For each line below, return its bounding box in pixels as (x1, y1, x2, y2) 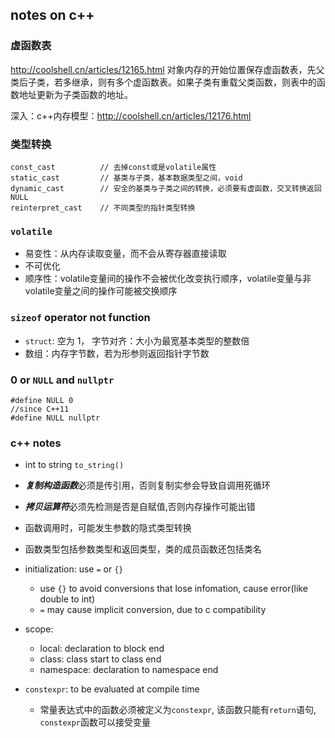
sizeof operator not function (10, 311, 151, 325)
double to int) (39, 593, 96, 605)
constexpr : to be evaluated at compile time (24, 683, 200, 695)
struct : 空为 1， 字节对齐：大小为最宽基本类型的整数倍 (24, 334, 250, 347)
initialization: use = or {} (24, 563, 124, 575)
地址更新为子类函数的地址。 (18, 88, 133, 100)
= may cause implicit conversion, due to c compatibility (39, 604, 267, 616)
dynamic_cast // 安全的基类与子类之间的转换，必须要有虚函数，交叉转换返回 (10, 183, 322, 193)
